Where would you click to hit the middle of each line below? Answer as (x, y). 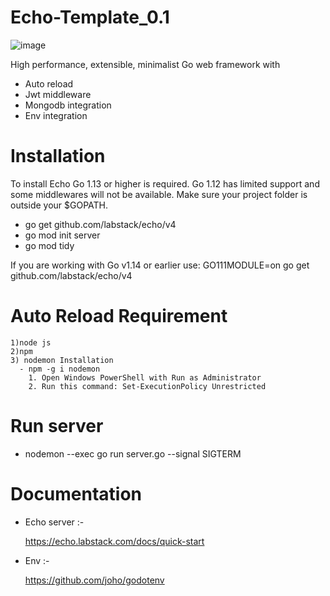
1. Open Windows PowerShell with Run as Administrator (145, 377)
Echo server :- (54, 522)
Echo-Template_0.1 (90, 17)
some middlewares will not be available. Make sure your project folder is (159, 194)
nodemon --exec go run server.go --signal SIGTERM (133, 453)
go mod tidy (49, 245)
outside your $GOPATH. (59, 205)
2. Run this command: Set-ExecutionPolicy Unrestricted (147, 386)
